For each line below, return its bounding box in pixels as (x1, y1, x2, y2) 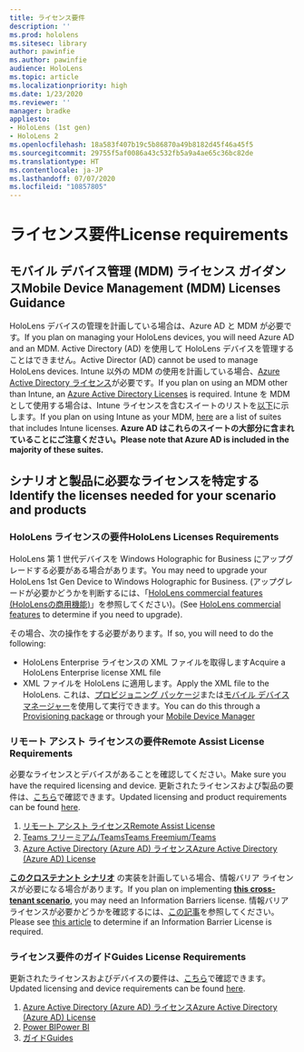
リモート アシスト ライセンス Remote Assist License (22, 820, 216, 832)
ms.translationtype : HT (9, 156, 100, 166)
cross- (250, 884, 276, 895)
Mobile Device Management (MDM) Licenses (21, 280, 281, 296)
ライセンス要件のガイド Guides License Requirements (9, 951, 247, 964)
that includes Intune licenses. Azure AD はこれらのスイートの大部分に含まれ (9, 423, 295, 434)
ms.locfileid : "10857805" (9, 183, 107, 192)
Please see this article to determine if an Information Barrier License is (9, 917, 272, 927)
